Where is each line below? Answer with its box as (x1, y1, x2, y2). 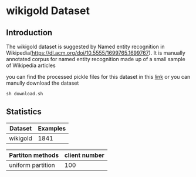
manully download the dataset (6, 79, 79, 86)
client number (64, 151, 104, 159)
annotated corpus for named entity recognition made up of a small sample (6, 56, 186, 62)
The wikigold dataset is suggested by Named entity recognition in (6, 43, 165, 50)
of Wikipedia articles (6, 62, 56, 69)
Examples (38, 124, 66, 132)
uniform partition (9, 161, 55, 169)
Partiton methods (9, 151, 59, 159)
